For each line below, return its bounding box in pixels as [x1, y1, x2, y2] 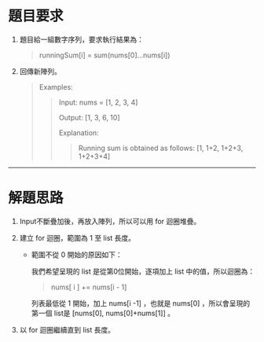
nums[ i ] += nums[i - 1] [50, 282, 127, 292]
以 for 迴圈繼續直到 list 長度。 [19, 325, 115, 334]
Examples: [38, 82, 73, 91]
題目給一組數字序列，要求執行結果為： [19, 35, 144, 44]
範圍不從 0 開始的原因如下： [31, 249, 123, 259]
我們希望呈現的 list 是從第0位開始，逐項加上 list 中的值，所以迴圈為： [31, 267, 255, 276]
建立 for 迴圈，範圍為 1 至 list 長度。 [19, 233, 136, 242]
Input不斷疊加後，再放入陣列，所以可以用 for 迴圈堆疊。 [19, 216, 201, 226]
